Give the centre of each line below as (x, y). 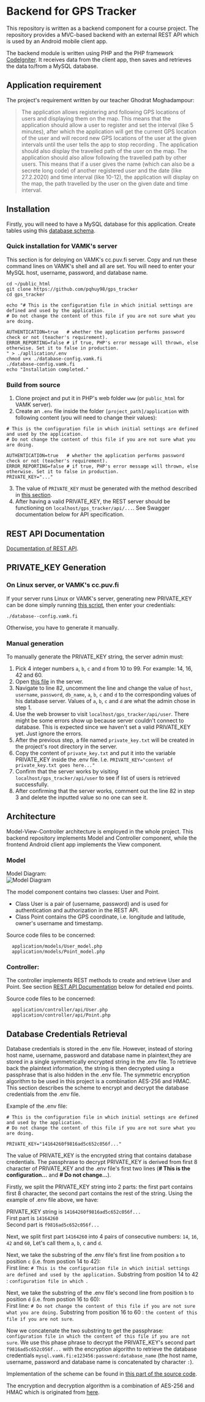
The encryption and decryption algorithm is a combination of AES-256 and (100, 1386)
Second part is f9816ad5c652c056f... (53, 1225)
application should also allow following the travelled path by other (104, 157)
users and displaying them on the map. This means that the (96, 118)
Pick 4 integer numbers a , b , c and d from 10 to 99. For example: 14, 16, (104, 668)
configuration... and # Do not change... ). (59, 1175)
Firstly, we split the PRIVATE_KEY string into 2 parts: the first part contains (100, 1187)
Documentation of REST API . (42, 548)
